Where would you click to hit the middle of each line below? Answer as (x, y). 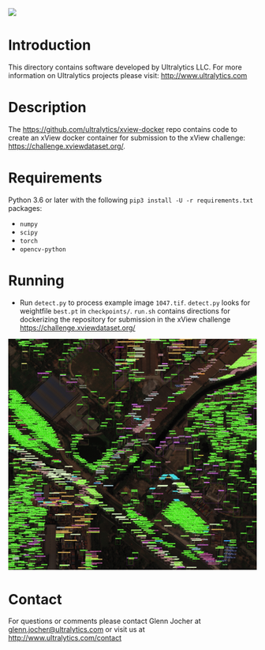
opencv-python (43, 249)
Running (36, 280)
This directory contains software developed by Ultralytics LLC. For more (125, 67)
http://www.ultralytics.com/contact (65, 638)
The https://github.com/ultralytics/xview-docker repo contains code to (123, 129)
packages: (25, 208)
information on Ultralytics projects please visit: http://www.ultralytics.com (128, 75)
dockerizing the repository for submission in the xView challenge (125, 319)
